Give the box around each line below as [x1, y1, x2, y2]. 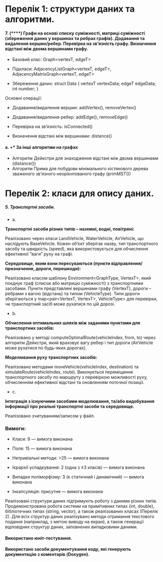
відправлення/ [111, 260, 143, 266]
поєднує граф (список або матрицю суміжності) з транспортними [5, 280, 143, 286]
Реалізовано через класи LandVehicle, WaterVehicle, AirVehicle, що [5, 235, 144, 241]
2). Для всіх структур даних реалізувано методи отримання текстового [5, 514, 155, 520]
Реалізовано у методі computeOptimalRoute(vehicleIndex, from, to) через [5, 334, 156, 340]
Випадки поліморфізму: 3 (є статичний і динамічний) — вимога [12, 474, 144, 480]
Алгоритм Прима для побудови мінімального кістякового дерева [12, 165, 148, 171]
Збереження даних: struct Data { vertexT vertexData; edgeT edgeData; [12, 80, 156, 86]
